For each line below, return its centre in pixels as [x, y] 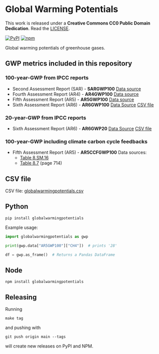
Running [14, 309]
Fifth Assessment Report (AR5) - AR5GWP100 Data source [73, 99]
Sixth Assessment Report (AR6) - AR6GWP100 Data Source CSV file [83, 105]
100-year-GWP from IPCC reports [47, 78]
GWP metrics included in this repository [69, 64]
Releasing [21, 297]
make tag [14, 318]
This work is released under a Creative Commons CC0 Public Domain [78, 23]
